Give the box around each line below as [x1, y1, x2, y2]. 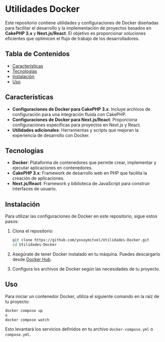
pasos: [5, 219, 19, 225]
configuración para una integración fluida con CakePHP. [12, 111, 127, 117]
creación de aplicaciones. [12, 175, 65, 181]
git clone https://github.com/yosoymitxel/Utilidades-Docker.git [12, 238, 149, 243]
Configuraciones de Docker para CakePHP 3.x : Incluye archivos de [12, 106, 151, 112]
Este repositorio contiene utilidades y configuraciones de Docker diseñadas [5, 20, 159, 26]
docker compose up [5, 308, 43, 313]
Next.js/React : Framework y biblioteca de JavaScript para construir [12, 181, 150, 187]
